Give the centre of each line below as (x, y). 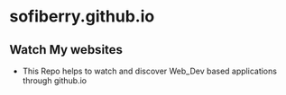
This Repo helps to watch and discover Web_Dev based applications (150, 71)
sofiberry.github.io (82, 17)
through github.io (55, 81)
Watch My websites (66, 50)
